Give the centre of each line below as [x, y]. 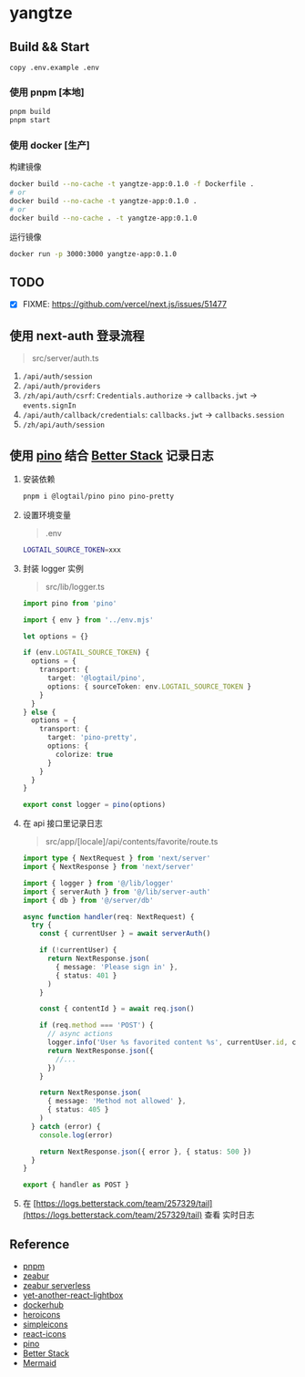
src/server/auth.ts [65, 358]
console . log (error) [76, 1135]
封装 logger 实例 [53, 568]
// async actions [80, 1034]
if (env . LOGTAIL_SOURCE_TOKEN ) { [86, 653]
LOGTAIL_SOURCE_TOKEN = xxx [71, 550]
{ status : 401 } [86, 975]
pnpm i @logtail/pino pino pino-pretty [98, 497]
